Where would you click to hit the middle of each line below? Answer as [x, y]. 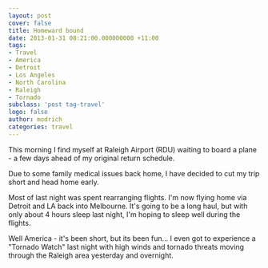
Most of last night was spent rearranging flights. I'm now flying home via [128, 197]
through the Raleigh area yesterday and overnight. [91, 255]
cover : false [30, 23]
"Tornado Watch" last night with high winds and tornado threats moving [126, 246]
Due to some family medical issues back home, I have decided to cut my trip [134, 173]
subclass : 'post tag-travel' [57, 104]
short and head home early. [54, 182]
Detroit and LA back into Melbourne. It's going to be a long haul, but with [128, 206]
